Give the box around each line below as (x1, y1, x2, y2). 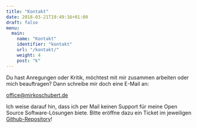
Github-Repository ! (6, 115, 52, 122)
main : (11, 31, 25, 36)
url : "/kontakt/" (17, 47, 60, 53)
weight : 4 (17, 52, 41, 58)
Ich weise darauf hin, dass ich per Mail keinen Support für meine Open (6, 103, 178, 110)
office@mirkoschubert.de (6, 92, 68, 99)
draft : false (6, 19, 38, 25)
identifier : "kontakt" (17, 42, 73, 48)
